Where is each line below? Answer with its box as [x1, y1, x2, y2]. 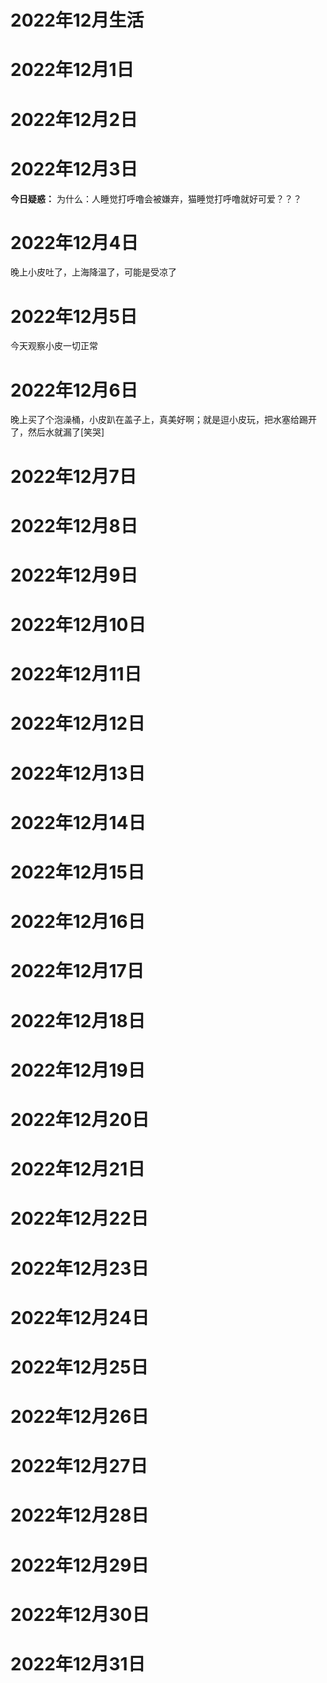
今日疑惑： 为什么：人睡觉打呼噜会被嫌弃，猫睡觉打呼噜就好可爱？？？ [10, 192, 302, 205]
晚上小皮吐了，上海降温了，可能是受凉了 [10, 266, 177, 278]
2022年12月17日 [10, 960, 145, 983]
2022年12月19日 [10, 1059, 146, 1081]
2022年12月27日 [10, 1455, 148, 1478]
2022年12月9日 [10, 564, 138, 586]
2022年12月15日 [10, 861, 145, 883]
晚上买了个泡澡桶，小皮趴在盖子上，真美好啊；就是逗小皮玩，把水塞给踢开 [10, 414, 317, 426]
